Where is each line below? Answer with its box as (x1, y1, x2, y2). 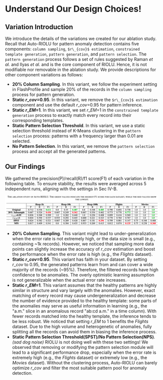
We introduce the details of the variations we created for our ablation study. (5, 36, 157, 41)
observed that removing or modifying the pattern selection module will (12, 344, 154, 350)
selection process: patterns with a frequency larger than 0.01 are (12, 133, 144, 139)
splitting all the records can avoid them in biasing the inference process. (12, 329, 157, 335)
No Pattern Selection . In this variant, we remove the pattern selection (12, 144, 155, 149)
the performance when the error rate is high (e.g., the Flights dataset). (12, 252, 153, 257)
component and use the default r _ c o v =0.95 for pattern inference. (12, 102, 143, 108)
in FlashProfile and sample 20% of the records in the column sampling (12, 87, 152, 92)
